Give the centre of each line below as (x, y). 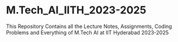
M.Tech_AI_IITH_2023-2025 (76, 10)
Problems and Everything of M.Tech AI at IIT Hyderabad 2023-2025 (88, 32)
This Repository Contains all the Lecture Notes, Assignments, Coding (89, 26)
